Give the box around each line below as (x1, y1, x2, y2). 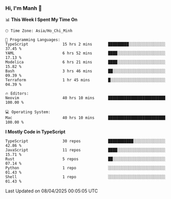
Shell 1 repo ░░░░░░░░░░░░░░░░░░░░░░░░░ (5, 174, 166, 180)
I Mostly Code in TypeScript (5, 129, 65, 135)
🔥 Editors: (5, 91, 29, 96)
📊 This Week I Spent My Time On (5, 16, 78, 23)
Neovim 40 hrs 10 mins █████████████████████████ (5, 96, 166, 101)
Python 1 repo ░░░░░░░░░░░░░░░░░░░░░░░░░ (5, 166, 166, 171)
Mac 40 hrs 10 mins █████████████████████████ (5, 115, 166, 121)
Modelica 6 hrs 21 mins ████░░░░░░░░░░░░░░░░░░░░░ (5, 60, 166, 65)
